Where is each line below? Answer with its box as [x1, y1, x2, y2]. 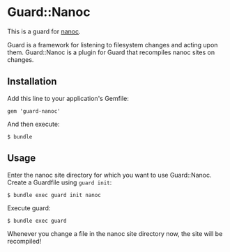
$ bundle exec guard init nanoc [7, 191, 101, 198]
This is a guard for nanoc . [7, 27, 82, 36]
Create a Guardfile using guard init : [7, 178, 112, 187]
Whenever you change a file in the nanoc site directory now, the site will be [7, 229, 223, 237]
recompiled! [7, 237, 42, 245]
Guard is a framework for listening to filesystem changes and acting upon [7, 40, 218, 49]
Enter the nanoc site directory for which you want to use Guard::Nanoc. [7, 171, 212, 179]
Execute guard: [7, 203, 51, 212]
